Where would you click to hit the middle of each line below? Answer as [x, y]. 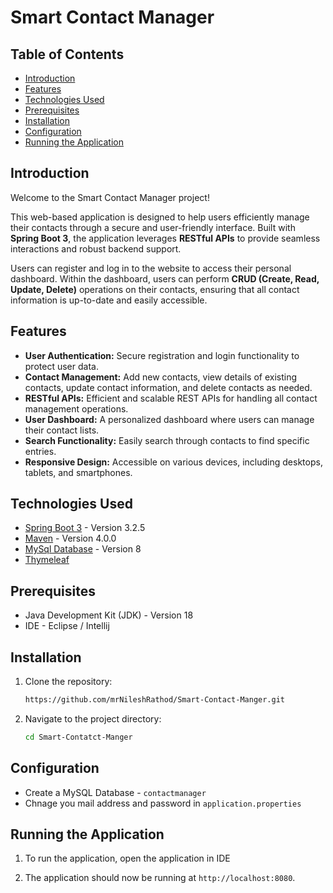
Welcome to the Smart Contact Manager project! [110, 197]
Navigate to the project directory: [93, 718]
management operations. [76, 408]
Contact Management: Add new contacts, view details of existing [161, 377]
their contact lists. [62, 430]
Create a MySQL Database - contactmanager [115, 792]
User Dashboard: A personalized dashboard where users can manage [169, 419]
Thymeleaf [47, 560]
